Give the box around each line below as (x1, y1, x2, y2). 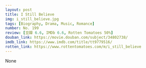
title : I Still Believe (5, 12, 55, 17)
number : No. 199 (5, 26, 39, 31)
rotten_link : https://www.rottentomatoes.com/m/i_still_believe (5, 44, 142, 49)
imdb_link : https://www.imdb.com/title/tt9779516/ (5, 40, 113, 45)
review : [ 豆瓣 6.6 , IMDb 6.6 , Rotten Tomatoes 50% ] (5, 30, 114, 35)
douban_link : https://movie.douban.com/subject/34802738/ (5, 35, 128, 40)
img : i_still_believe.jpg (5, 16, 59, 21)
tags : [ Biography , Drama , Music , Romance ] (5, 21, 95, 26)
